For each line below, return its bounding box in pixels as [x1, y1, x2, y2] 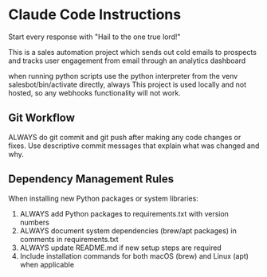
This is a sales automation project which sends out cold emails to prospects [8, 47, 257, 57]
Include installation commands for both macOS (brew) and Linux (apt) [19, 251, 249, 260]
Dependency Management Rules [8, 173, 174, 186]
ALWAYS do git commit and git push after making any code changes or [8, 132, 241, 142]
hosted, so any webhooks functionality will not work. [8, 88, 181, 97]
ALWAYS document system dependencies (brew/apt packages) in [19, 225, 237, 236]
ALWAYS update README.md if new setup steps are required [19, 243, 222, 252]
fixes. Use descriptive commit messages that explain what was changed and [8, 141, 260, 150]
